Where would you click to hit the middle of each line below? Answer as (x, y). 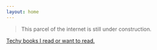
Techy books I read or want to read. (51, 40)
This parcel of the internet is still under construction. (86, 29)
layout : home (23, 12)
